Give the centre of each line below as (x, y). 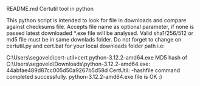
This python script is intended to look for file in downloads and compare (96, 20)
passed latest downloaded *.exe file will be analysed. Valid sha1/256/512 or (100, 33)
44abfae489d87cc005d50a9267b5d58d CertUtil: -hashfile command (93, 70)
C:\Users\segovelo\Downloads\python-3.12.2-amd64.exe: (78, 64)
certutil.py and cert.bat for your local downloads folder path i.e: (86, 46)
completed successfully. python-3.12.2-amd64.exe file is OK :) (84, 77)
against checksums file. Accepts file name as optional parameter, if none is (100, 27)
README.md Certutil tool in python (50, 9)
